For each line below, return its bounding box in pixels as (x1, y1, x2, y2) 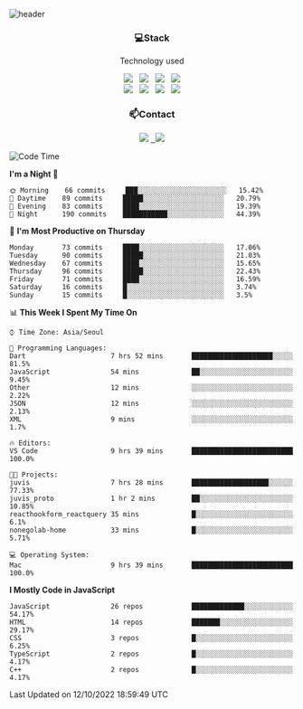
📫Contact (128, 109, 175, 121)
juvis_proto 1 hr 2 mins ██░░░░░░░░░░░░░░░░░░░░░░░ (9, 494, 294, 503)
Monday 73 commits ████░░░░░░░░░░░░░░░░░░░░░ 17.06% (9, 242, 260, 252)
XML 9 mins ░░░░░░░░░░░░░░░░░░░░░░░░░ (9, 414, 294, 424)
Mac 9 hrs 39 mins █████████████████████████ (9, 561, 294, 570)
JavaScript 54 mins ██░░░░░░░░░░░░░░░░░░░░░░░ (9, 367, 294, 376)
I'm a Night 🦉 (9, 168, 59, 179)
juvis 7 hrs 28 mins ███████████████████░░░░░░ (9, 477, 294, 487)
